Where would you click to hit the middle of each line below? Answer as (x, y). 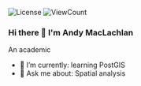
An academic (30, 50)
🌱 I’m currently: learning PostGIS (72, 65)
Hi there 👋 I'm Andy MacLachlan (71, 32)
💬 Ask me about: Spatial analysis (72, 73)
